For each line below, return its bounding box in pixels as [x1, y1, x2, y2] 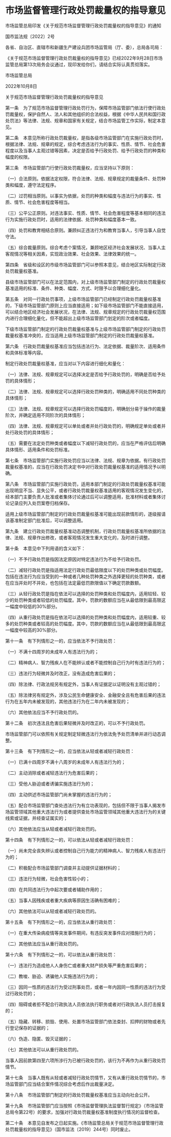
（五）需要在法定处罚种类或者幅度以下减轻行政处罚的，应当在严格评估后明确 [5, 440, 166, 446]
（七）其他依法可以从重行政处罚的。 [5, 1046, 81, 1052]
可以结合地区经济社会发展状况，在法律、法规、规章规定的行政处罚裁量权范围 [5, 309, 166, 315]
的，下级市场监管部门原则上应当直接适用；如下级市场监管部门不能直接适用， [5, 302, 166, 309]
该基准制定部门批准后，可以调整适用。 [5, 517, 85, 523]
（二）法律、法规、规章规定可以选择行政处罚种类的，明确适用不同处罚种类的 [5, 388, 166, 394]
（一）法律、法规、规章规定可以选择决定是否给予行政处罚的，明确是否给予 [5, 371, 161, 377]
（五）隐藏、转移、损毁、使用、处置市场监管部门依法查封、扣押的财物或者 [5, 1018, 161, 1024]
